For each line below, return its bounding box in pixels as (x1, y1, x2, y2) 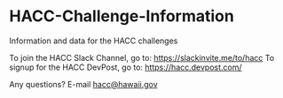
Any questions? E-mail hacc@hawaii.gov (9, 79, 158, 89)
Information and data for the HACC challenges (9, 35, 178, 46)
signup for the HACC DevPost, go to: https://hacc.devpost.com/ (9, 62, 242, 72)
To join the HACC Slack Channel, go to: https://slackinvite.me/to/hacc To (9, 52, 275, 63)
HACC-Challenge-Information (9, 6, 235, 26)
